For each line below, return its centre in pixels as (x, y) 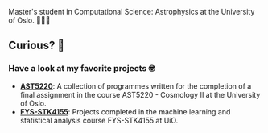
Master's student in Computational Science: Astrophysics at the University (132, 12)
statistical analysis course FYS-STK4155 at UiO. (99, 120)
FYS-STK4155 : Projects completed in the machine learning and (125, 111)
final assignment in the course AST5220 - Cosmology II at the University (140, 94)
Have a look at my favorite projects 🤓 (82, 69)
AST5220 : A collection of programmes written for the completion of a (136, 86)
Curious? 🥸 (37, 46)
